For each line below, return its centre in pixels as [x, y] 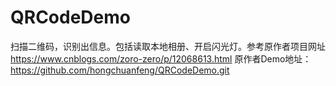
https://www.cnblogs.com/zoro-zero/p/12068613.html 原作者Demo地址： [161, 58]
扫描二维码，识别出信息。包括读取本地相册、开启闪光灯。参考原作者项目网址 [168, 46]
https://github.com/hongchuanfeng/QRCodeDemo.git [120, 70]
